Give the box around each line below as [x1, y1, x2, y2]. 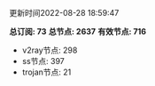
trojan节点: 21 [21, 67, 72, 77]
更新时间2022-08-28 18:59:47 [9, 8, 120, 18]
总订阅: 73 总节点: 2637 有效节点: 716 [9, 26, 147, 37]
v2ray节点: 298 [21, 45, 78, 55]
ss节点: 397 [21, 56, 65, 66]
